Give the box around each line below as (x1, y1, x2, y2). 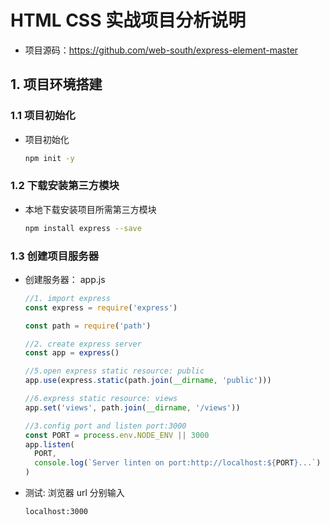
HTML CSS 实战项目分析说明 (10, 9, 247, 32)
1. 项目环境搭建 (10, 76, 103, 93)
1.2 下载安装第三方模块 (10, 179, 120, 193)
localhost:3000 (24, 507, 89, 517)
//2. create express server (24, 339, 142, 349)
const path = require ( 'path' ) (24, 321, 152, 331)
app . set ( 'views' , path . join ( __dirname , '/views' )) (24, 402, 241, 413)
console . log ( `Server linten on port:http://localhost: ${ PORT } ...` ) (34, 458, 322, 468)
